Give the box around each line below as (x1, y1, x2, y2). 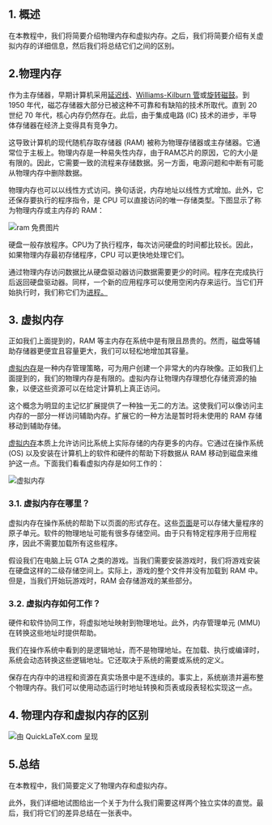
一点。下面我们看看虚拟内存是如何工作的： (22, 458, 164, 468)
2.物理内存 (8, 67, 62, 81)
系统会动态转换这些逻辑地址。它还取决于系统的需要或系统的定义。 (8, 655, 228, 666)
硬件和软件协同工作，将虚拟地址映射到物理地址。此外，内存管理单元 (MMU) (8, 618, 261, 627)
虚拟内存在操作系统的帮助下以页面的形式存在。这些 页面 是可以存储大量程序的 (8, 517, 264, 528)
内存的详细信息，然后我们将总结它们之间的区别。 (15, 40, 179, 50)
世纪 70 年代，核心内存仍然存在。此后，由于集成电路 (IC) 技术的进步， (8, 110, 243, 120)
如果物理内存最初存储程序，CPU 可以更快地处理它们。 (8, 249, 189, 259)
